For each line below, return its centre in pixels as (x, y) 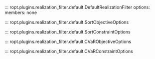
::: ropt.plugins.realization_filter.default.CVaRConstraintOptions (69, 51)
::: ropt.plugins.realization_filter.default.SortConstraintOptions (68, 32)
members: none (21, 12)
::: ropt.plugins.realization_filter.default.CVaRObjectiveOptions (68, 41)
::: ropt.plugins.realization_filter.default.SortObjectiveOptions (67, 22)
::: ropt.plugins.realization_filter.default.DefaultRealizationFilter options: (77, 7)
